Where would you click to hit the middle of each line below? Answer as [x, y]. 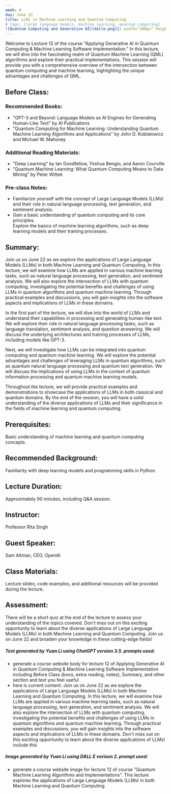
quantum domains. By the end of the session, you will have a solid [75, 398]
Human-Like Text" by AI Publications [51, 123]
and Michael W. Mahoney [39, 139]
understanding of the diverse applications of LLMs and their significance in [84, 403]
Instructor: [23, 515]
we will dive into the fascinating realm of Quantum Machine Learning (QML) [84, 55]
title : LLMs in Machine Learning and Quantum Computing [66, 19]
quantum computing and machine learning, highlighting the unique [75, 71]
